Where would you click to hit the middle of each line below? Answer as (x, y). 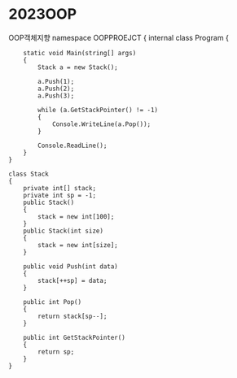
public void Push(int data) (70, 266)
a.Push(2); (56, 89)
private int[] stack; (59, 188)
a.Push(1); (56, 81)
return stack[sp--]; (72, 316)
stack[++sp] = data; (72, 280)
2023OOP (43, 14)
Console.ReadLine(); (72, 146)
